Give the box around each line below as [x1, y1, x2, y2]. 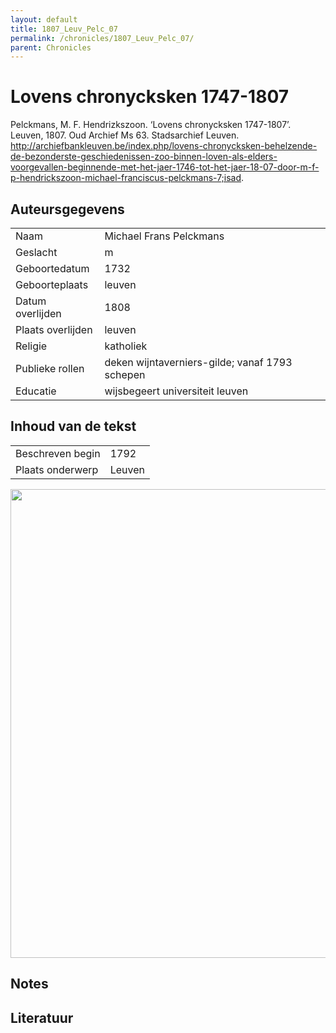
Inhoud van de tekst [10, 418, 137, 435]
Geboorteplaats [15, 278, 89, 291]
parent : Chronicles [10, 42, 92, 53]
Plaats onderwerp [15, 462, 99, 476]
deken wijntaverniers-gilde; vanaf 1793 [104, 356, 293, 369]
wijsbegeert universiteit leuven [104, 384, 249, 398]
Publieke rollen [15, 362, 85, 375]
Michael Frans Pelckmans [104, 229, 225, 243]
